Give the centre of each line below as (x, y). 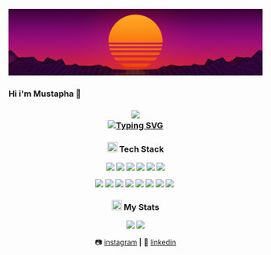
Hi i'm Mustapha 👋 (45, 94)
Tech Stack (142, 149)
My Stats (142, 207)
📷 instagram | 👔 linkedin (135, 242)
